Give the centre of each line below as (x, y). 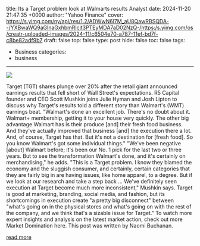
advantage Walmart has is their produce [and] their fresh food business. (95, 124)
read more (19, 237)
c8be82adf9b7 (24, 40)
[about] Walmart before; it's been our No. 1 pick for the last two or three (94, 150)
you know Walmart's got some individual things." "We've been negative (94, 143)
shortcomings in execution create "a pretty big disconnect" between (90, 200)
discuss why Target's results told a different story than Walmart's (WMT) (95, 105)
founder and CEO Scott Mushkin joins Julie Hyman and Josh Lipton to (92, 99)
